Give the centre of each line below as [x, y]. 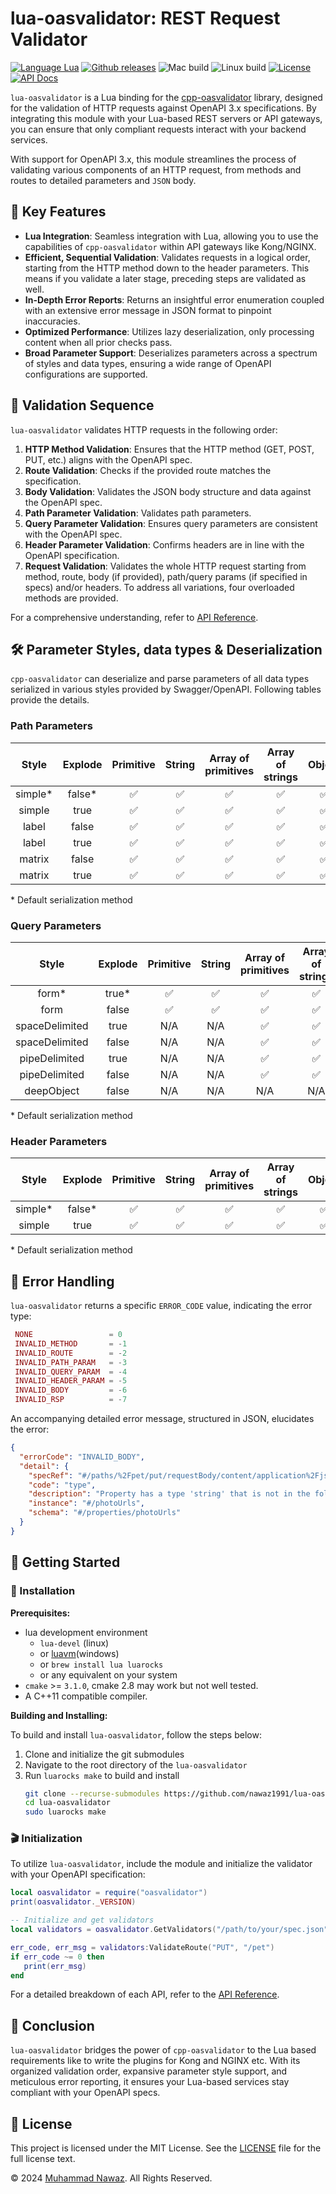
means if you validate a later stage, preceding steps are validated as [165, 278]
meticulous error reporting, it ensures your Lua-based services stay [150, 2082]
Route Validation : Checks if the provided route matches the [148, 470]
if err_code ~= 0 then [57, 1957]
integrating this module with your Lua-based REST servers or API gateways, [166, 118]
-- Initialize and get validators [82, 1920]
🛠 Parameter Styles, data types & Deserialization [166, 649]
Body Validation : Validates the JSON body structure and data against [168, 491]
